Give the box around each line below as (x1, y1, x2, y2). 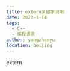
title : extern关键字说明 (6, 8, 65, 15)
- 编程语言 (11, 31, 36, 37)
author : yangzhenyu (6, 37, 56, 43)
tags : (6, 20, 20, 26)
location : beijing (6, 43, 52, 49)
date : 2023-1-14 (6, 14, 47, 20)
